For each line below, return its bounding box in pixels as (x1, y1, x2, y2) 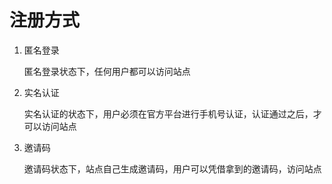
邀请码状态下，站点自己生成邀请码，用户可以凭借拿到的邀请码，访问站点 (23, 162, 322, 175)
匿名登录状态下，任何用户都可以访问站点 (23, 65, 191, 77)
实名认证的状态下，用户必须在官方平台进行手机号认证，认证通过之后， (23, 107, 314, 120)
